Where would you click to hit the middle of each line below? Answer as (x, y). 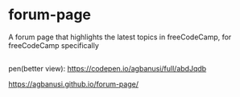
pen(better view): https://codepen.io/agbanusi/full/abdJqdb (108, 69)
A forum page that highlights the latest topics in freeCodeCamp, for (120, 37)
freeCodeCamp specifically (54, 45)
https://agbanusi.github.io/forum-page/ (74, 84)
